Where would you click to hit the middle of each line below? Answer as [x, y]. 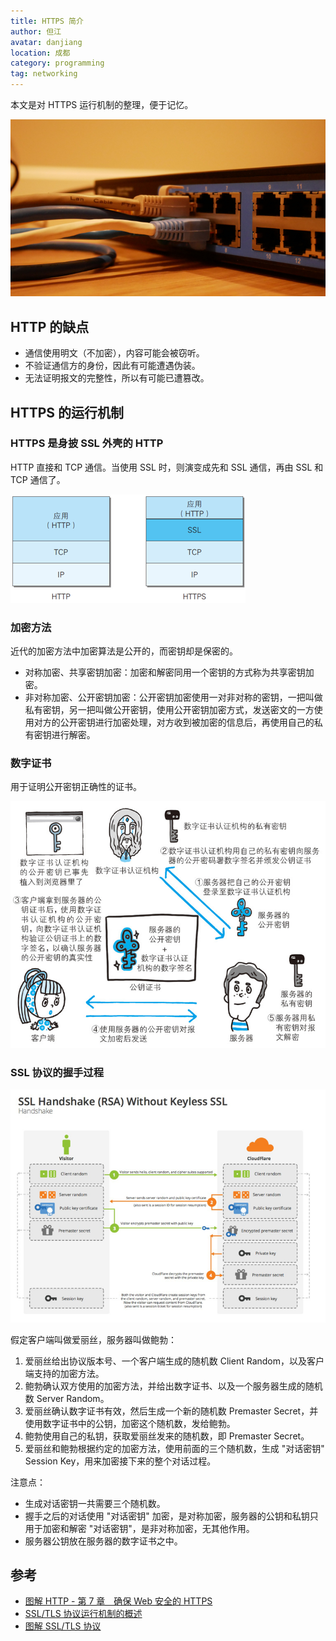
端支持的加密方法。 [64, 1373]
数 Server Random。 [67, 1398]
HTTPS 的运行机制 [67, 412]
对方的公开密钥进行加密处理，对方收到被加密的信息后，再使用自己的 [174, 722]
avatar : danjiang [46, 42]
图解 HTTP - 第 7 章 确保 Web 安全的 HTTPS [118, 1601]
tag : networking [44, 74]
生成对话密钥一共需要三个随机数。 [95, 1503]
